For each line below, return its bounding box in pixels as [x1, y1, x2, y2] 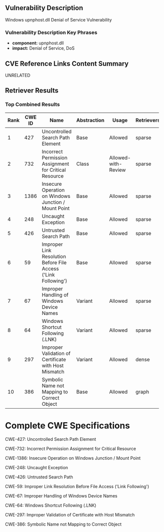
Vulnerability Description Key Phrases [5, 29, 98, 36]
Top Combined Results [5, 101, 60, 108]
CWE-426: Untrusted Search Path [5, 474, 73, 480]
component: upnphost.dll [12, 40, 64, 46]
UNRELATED [5, 72, 31, 78]
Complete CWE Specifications [5, 420, 130, 431]
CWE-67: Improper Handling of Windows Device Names [5, 493, 118, 499]
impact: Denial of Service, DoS [12, 45, 75, 51]
